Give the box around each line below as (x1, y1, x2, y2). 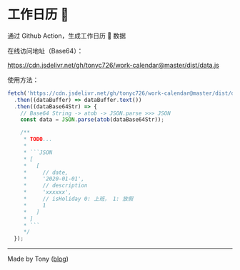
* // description (23, 182, 88, 189)
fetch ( (7, 90, 27, 97)
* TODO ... (23, 136, 53, 143)
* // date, (23, 169, 69, 176)
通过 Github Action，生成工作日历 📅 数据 (7, 31, 126, 40)
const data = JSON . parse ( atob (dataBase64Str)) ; (20, 116, 164, 123)
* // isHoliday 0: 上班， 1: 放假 (23, 195, 134, 203)
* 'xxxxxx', (23, 189, 72, 196)
